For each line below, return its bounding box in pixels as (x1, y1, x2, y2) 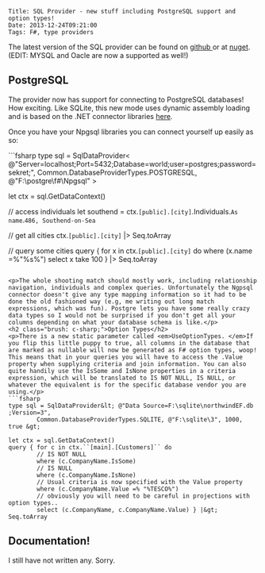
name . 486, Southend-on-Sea (8, 215, 96, 225)
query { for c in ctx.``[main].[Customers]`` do (8, 443, 172, 452)
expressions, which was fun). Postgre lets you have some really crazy (8, 304, 250, 313)
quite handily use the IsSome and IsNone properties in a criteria (8, 367, 236, 375)
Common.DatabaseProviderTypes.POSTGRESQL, (36, 167, 198, 177)
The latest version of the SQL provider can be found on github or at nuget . (8, 42, 251, 52)
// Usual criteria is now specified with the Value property (36, 478, 244, 486)
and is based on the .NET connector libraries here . (8, 111, 173, 121)
